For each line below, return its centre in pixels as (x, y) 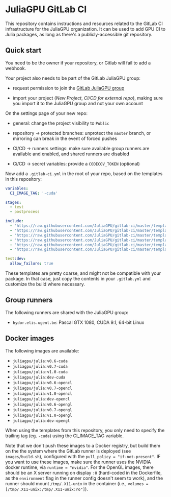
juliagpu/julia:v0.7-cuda (40, 366)
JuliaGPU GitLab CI (46, 9)
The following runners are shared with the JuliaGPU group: (67, 312)
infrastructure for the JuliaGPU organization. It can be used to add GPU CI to (85, 29)
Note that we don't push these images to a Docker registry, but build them (83, 445)
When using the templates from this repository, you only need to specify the (85, 430)
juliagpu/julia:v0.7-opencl (42, 388)
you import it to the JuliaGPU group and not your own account (78, 103)
